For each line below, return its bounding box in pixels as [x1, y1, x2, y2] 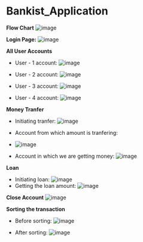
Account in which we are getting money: [14, 152, 115, 160]
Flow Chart [6, 24, 34, 31]
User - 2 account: [14, 70, 59, 78]
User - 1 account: [14, 59, 58, 66]
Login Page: [6, 36, 37, 43]
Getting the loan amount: [14, 182, 77, 189]
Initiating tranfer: [14, 117, 56, 125]
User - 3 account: [14, 82, 59, 90]
